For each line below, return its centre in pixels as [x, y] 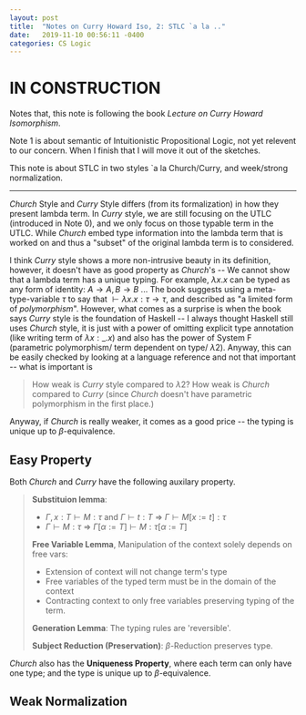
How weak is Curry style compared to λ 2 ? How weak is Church [151, 384]
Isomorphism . [35, 123]
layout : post [34, 18]
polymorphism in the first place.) [93, 404]
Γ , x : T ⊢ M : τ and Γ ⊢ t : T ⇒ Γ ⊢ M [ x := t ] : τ [136, 517]
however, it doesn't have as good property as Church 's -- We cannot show [150, 271]
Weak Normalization [68, 702]
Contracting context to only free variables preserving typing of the [170, 601]
